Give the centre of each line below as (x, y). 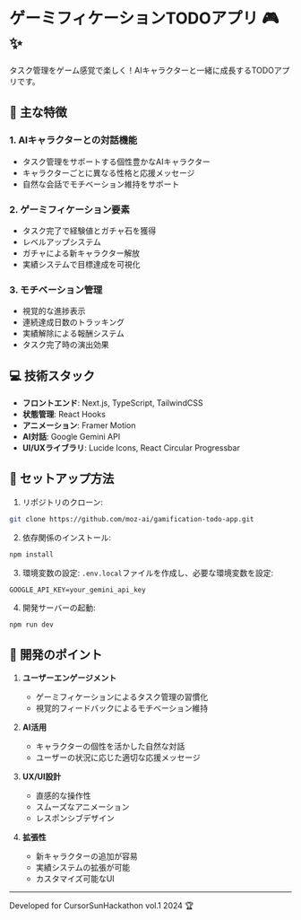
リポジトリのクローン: (63, 502)
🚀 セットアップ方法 (62, 479)
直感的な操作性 (63, 796)
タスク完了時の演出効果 (65, 345)
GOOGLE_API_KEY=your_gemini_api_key (77, 590)
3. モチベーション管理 (56, 290)
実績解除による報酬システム (73, 334)
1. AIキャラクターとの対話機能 (73, 140)
